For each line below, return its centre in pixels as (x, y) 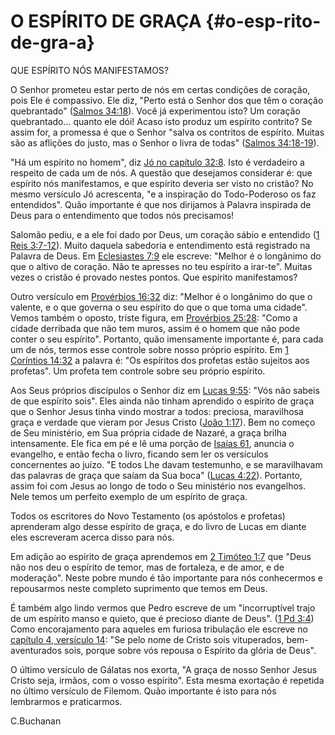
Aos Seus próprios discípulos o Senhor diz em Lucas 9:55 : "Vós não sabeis (165, 390)
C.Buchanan (36, 721)
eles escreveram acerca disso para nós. (92, 537)
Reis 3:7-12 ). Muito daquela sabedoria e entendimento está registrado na (160, 245)
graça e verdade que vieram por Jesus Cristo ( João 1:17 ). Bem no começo (163, 422)
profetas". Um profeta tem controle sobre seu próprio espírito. (138, 371)
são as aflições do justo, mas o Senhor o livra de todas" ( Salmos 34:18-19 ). (165, 142)
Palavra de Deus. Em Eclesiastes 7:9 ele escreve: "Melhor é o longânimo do (166, 256)
